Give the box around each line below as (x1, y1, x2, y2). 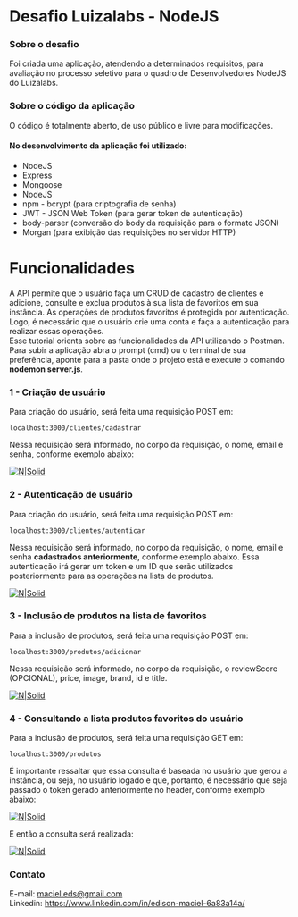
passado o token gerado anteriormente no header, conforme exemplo (9, 785, 266, 795)
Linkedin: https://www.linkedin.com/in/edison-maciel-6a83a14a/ (9, 898, 245, 909)
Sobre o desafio (9, 38, 79, 51)
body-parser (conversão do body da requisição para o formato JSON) (21, 217, 279, 228)
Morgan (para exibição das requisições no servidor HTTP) (21, 226, 236, 238)
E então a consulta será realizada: (9, 829, 134, 839)
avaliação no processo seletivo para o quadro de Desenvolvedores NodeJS (9, 68, 286, 79)
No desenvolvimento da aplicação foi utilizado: (9, 140, 187, 151)
